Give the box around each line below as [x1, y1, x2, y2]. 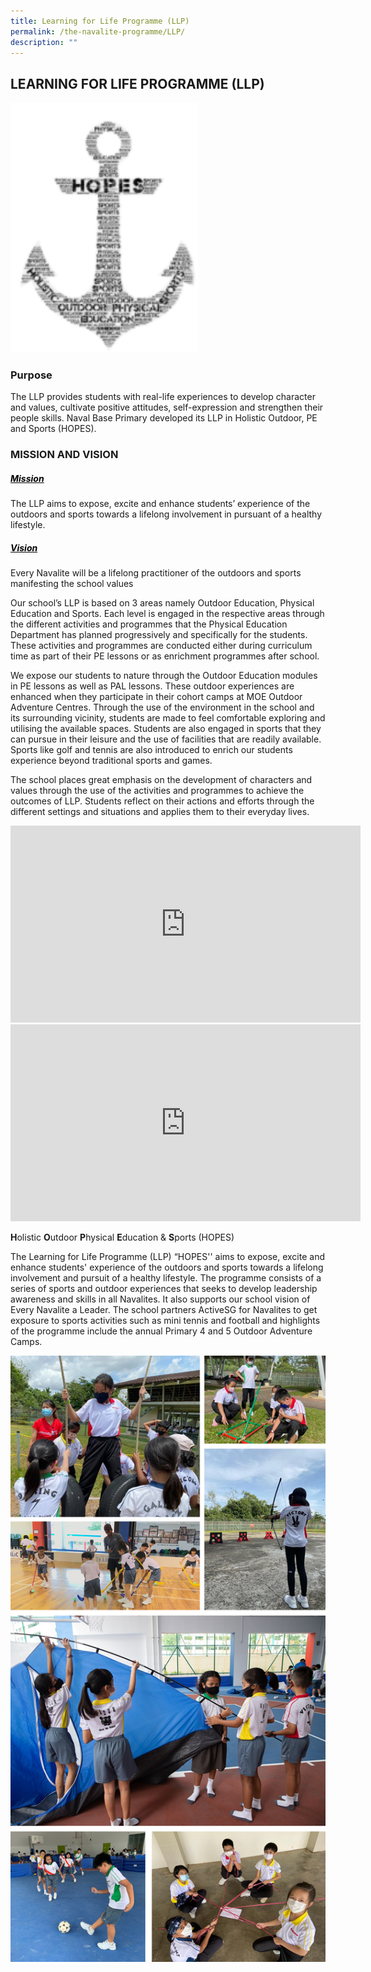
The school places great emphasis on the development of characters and [10, 774, 313, 786]
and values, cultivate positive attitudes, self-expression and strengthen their [10, 401, 324, 414]
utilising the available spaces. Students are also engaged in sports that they [10, 723, 322, 735]
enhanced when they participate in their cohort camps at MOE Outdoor [10, 691, 303, 703]
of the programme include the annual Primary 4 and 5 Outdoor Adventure [10, 1325, 313, 1337]
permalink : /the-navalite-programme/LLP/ [10, 26, 186, 37]
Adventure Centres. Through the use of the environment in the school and [10, 701, 315, 714]
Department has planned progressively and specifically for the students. [10, 629, 308, 641]
